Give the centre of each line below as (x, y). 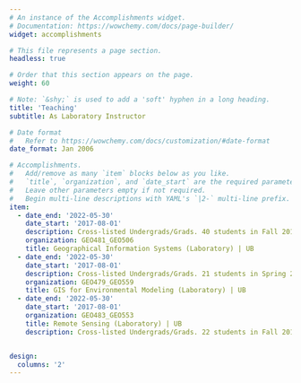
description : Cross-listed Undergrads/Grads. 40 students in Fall (152, 232)
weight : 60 (30, 83)
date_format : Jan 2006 (52, 149)
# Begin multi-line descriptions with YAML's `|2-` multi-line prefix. (150, 198)
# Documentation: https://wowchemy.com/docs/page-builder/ (122, 26)
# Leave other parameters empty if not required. (107, 190)
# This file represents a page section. (86, 50)
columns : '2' (42, 364)
